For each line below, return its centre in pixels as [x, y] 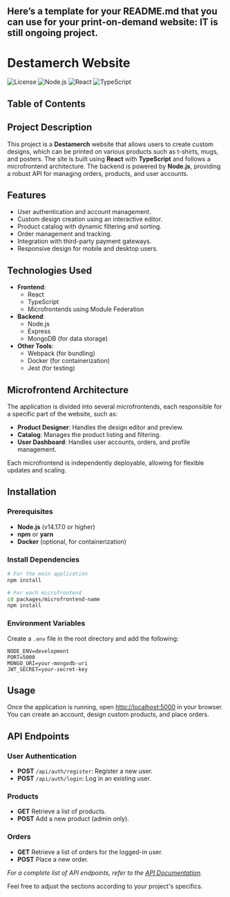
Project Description [50, 127]
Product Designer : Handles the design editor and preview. [100, 427]
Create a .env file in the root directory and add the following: [93, 638]
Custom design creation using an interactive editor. [90, 219]
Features [27, 195]
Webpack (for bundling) [61, 353]
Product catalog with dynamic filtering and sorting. [89, 227]
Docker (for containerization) [69, 361]
